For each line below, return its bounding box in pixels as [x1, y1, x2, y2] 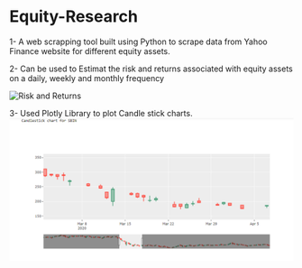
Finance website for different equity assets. [9, 45, 171, 56]
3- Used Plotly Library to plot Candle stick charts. [9, 107, 193, 118]
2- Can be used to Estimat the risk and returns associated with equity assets [9, 63, 293, 74]
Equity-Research [9, 6, 138, 27]
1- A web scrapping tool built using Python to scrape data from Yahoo [9, 36, 268, 47]
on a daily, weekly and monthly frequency [9, 72, 165, 83]
